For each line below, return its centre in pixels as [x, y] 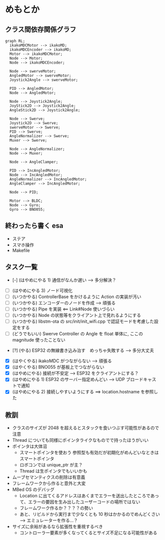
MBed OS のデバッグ [33, 490]
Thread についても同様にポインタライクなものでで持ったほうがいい [80, 440]
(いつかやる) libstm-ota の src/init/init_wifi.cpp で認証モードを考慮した [83, 321]
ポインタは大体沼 [30, 446]
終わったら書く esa [34, 226]
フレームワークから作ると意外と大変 [49, 483]
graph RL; [15, 41]
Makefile [21, 250]
